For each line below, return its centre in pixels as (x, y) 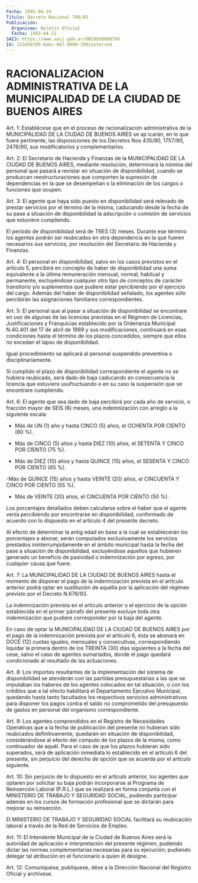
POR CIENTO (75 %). (40, 449)
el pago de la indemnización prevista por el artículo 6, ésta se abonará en (95, 635)
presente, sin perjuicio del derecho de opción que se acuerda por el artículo (98, 759)
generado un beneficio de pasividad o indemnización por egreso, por (90, 557)
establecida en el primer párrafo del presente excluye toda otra (83, 611)
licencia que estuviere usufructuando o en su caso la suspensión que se (94, 384)
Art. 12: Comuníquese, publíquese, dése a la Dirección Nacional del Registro (98, 867)
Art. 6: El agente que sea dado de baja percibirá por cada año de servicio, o (98, 401)
